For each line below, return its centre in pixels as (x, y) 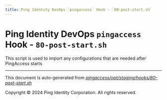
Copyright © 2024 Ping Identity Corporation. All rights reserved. (71, 92)
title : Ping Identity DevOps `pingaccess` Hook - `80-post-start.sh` (79, 10)
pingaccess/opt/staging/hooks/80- (122, 77)
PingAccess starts (24, 63)
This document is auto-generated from (45, 77)
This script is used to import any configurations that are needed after (76, 58)
